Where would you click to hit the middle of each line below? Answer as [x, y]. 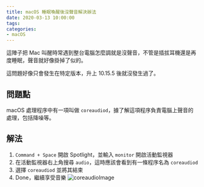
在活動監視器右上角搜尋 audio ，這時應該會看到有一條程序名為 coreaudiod [107, 162]
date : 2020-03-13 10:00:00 [40, 18]
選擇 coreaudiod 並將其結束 [49, 170]
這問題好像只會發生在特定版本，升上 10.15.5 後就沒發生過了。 [83, 73]
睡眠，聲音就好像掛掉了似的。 [49, 60]
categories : [21, 29]
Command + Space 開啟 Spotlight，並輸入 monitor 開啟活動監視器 [94, 154]
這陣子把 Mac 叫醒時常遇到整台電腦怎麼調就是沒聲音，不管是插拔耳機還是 [99, 53]
